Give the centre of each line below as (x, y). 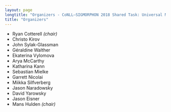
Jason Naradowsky (32, 88)
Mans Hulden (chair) (34, 104)
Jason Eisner (26, 99)
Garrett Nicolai (27, 77)
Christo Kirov (26, 39)
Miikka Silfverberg (31, 82)
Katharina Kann (28, 66)
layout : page (19, 10)
